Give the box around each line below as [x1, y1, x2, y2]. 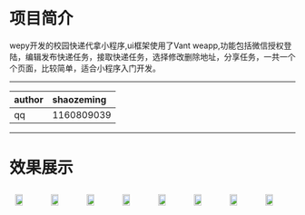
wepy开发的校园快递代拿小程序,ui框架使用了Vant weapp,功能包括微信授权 [9, 40, 284, 51]
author [14, 93, 44, 105]
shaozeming [52, 93, 107, 105]
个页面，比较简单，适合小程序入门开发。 [9, 63, 161, 73]
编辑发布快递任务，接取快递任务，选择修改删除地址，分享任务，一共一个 [25, 51, 296, 62]
